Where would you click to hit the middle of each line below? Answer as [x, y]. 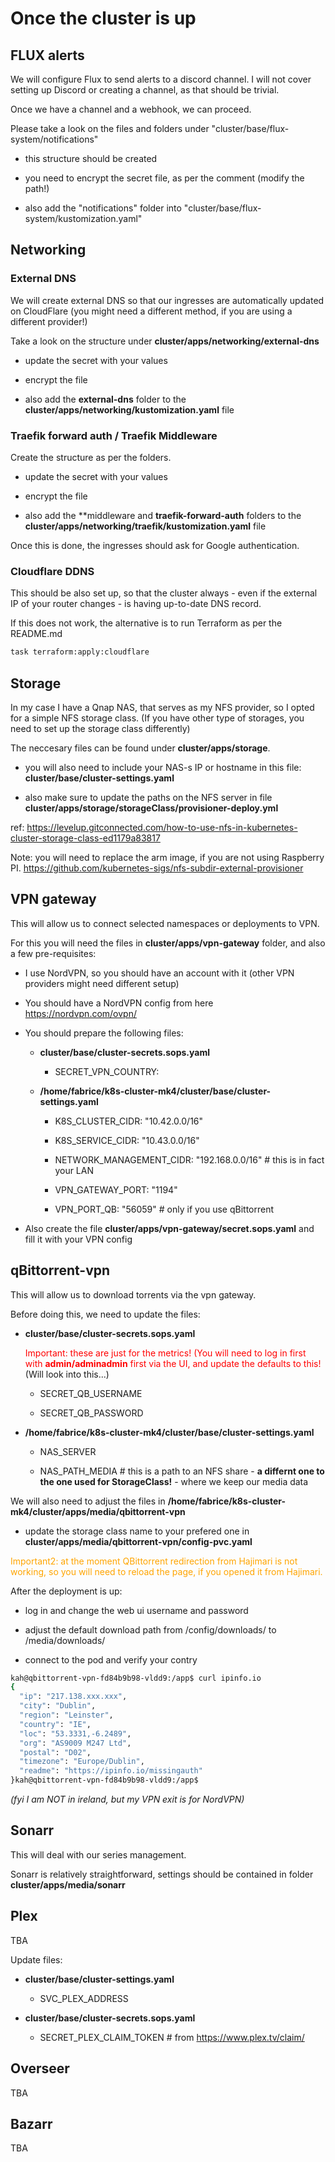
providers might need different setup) [102, 983]
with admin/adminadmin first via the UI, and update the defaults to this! [173, 1363]
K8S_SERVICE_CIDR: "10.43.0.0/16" [127, 1140]
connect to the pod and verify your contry [111, 1659]
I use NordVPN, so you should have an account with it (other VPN [159, 973]
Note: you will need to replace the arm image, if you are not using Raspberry [167, 857]
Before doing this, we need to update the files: [105, 1314]
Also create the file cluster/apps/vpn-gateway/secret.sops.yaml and [169, 1228]
